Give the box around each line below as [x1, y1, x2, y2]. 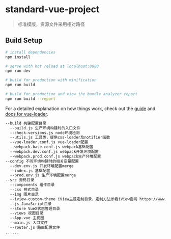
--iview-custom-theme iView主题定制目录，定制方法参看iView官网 [10, 196, 137, 202]
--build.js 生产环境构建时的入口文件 [10, 125, 80, 130]
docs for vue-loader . [5, 111, 48, 117]
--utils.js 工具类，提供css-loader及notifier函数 [10, 135, 110, 140]
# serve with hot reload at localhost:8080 [5, 64, 99, 69]
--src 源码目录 [5, 177, 35, 183]
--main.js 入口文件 [10, 220, 48, 225]
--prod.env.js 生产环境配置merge [10, 173, 76, 178]
